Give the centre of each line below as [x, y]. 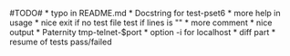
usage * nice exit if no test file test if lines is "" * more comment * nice [141, 23]
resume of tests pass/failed [61, 42]
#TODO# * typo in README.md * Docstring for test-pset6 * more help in [145, 13]
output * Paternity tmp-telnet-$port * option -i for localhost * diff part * [143, 32]
